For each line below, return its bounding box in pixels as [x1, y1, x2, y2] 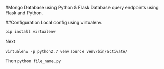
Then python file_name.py [5, 58, 61, 64]
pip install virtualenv [5, 29, 56, 34]
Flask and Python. [5, 10, 43, 16]
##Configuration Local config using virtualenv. [5, 20, 103, 25]
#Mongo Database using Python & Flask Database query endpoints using [5, 5, 159, 10]
